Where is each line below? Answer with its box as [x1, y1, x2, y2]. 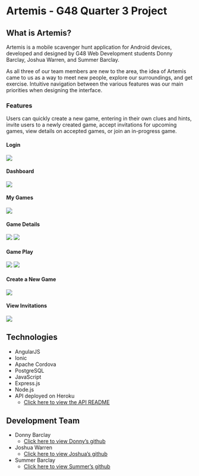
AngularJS [14, 348, 40, 355]
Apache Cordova [14, 361, 56, 368]
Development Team [6, 415, 80, 425]
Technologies [6, 332, 58, 342]
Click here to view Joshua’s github [23, 450, 108, 458]
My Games [6, 194, 34, 201]
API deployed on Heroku [14, 392, 75, 399]
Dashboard [6, 168, 34, 175]
